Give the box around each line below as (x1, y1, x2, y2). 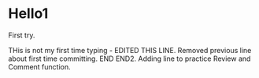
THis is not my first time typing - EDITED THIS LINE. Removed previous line (8, 45, 252, 55)
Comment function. (8, 62, 71, 71)
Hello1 (8, 5, 49, 23)
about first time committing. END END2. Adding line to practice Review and (8, 54, 251, 63)
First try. (8, 30, 35, 40)
